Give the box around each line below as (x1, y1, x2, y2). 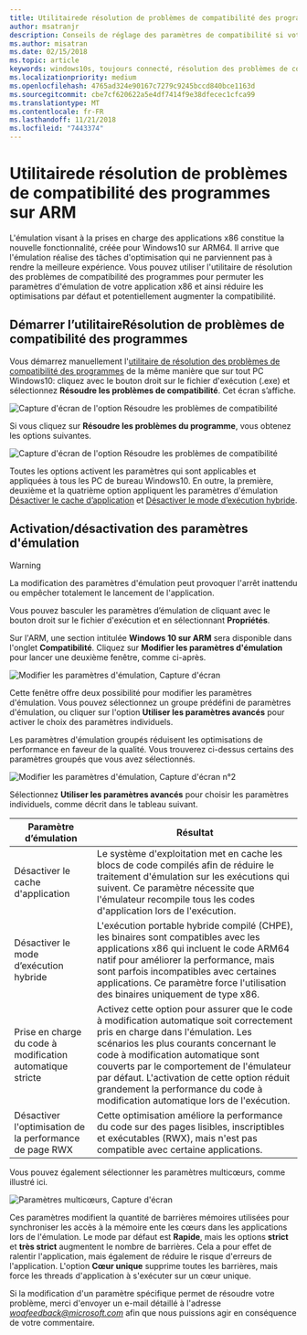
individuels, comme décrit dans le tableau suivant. (9, 798, 198, 809)
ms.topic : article (9, 56, 79, 65)
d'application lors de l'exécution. (97, 904, 237, 917)
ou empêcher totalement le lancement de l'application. (9, 587, 215, 598)
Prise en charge (14, 1025, 82, 1038)
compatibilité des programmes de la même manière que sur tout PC (9, 365, 264, 376)
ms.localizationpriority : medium (9, 73, 137, 82)
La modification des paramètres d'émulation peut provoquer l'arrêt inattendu (9, 577, 298, 588)
